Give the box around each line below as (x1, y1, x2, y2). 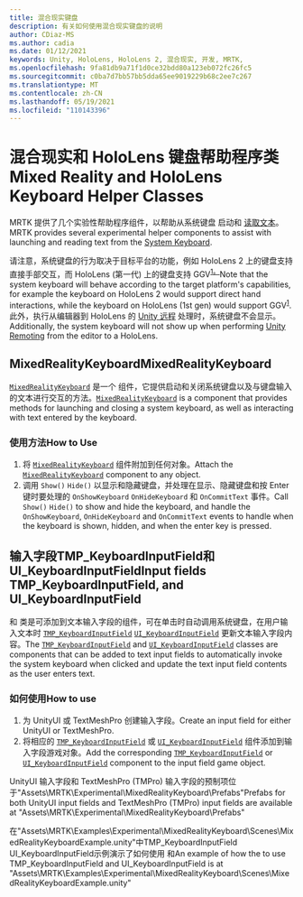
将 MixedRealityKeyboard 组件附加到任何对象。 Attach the (22, 458, 234, 469)
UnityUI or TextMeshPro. (22, 725, 115, 735)
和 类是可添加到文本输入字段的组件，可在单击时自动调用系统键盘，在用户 (9, 616, 280, 627)
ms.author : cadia (9, 38, 75, 48)
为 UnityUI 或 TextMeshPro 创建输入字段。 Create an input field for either (22, 715, 291, 726)
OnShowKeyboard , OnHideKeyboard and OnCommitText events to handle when (22, 511, 294, 522)
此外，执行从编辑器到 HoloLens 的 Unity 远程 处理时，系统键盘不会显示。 (9, 310, 281, 321)
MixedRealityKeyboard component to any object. (22, 468, 201, 479)
